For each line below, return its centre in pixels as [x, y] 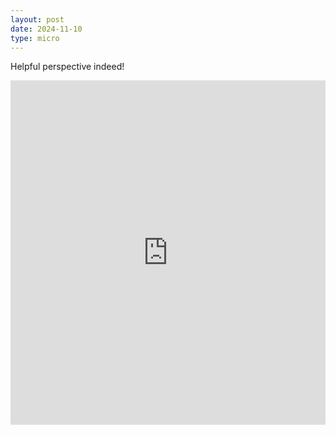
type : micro [35, 38]
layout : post [37, 19]
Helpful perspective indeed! [67, 67]
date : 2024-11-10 [46, 29]
